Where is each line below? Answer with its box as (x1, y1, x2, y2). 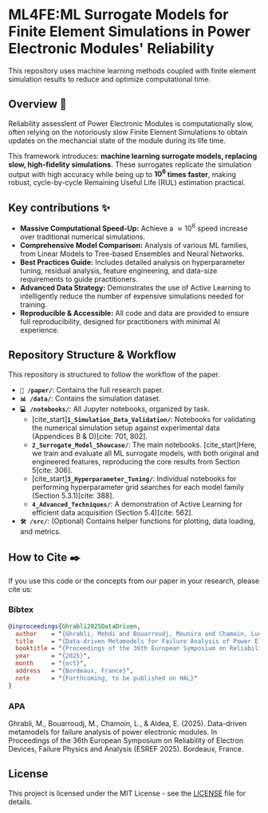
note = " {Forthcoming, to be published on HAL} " (15, 674, 198, 682)
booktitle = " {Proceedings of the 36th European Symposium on (15, 645, 227, 653)
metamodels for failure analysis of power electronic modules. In (8, 727, 218, 736)
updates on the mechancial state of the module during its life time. (8, 136, 226, 145)
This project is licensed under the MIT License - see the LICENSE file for (8, 788, 246, 798)
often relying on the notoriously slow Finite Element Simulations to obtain (8, 127, 248, 136)
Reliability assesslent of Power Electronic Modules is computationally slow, (8, 118, 254, 128)
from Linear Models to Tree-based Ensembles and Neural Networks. (19, 249, 245, 259)
